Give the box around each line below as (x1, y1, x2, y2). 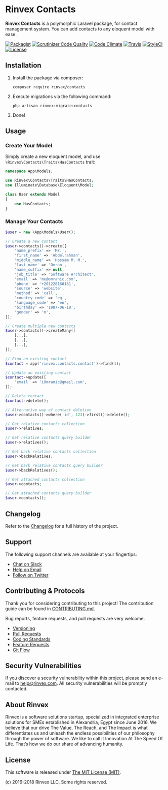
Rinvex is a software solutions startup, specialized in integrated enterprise (5, 714, 159, 720)
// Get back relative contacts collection (5, 449, 96, 454)
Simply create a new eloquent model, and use (5, 153, 101, 160)
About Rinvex (5, 700, 49, 709)
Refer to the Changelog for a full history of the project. (5, 523, 118, 529)
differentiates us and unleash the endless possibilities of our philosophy (5, 730, 155, 736)
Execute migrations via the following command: (12, 93, 112, 100)
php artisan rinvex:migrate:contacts (12, 103, 93, 108)
